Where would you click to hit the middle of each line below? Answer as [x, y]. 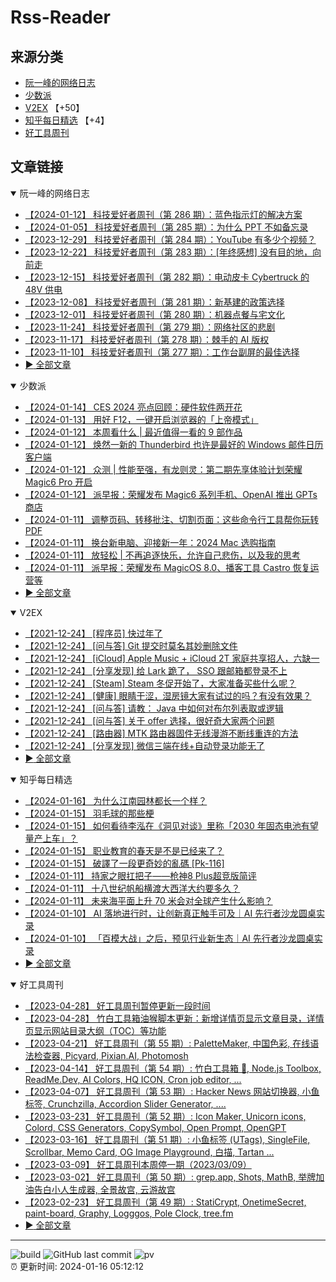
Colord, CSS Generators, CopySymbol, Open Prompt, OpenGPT [155, 1127]
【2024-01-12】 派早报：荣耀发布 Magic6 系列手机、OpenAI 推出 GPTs [171, 494]
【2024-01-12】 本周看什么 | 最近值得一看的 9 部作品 [133, 432]
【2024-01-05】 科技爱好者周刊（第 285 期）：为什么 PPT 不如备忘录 [166, 227]
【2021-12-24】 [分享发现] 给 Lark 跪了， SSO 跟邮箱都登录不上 [156, 670]
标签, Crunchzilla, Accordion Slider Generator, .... [125, 1103]
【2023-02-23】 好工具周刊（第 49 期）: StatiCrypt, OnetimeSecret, [165, 1202]
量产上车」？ [51, 838]
